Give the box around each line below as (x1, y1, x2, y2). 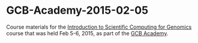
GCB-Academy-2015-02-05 (6, 4, 149, 17)
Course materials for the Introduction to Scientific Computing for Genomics (6, 23, 192, 30)
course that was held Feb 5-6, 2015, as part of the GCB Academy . (6, 29, 169, 36)
